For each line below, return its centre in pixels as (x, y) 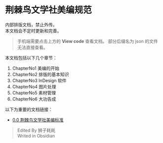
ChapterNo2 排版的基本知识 (41, 74)
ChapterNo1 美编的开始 (36, 68)
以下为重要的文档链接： (29, 109)
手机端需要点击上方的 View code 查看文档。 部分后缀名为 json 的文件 (87, 41)
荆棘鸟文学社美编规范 (49, 10)
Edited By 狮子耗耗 (36, 130)
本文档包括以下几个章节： (31, 57)
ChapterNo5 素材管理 (34, 93)
